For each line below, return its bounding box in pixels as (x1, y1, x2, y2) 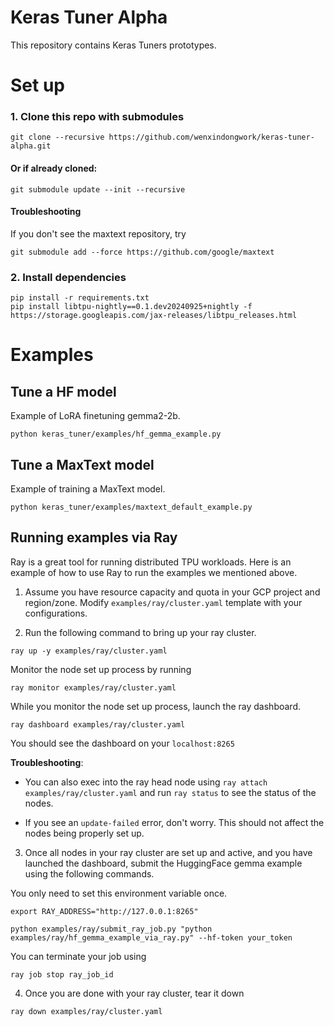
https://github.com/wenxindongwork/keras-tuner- (108, 132, 315, 143)
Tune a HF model (10, 383, 117, 400)
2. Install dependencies (10, 270, 127, 284)
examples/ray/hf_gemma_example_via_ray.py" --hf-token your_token (10, 932, 293, 943)
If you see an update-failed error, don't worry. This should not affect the (24, 816, 325, 828)
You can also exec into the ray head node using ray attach (24, 776, 268, 788)
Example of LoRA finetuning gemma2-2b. (10, 410, 181, 422)
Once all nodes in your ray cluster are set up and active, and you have (24, 846, 313, 858)
